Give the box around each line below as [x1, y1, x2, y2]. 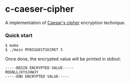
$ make [5, 43, 19, 48]
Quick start [5, 32, 33, 39]
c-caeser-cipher [5, 3, 74, 15]
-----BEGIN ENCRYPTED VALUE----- [5, 65, 74, 71]
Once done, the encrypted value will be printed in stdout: [5, 56, 121, 62]
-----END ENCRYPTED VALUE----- [5, 74, 70, 79]
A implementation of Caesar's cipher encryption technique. [5, 20, 126, 26]
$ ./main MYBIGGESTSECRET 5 [5, 48, 63, 53]
